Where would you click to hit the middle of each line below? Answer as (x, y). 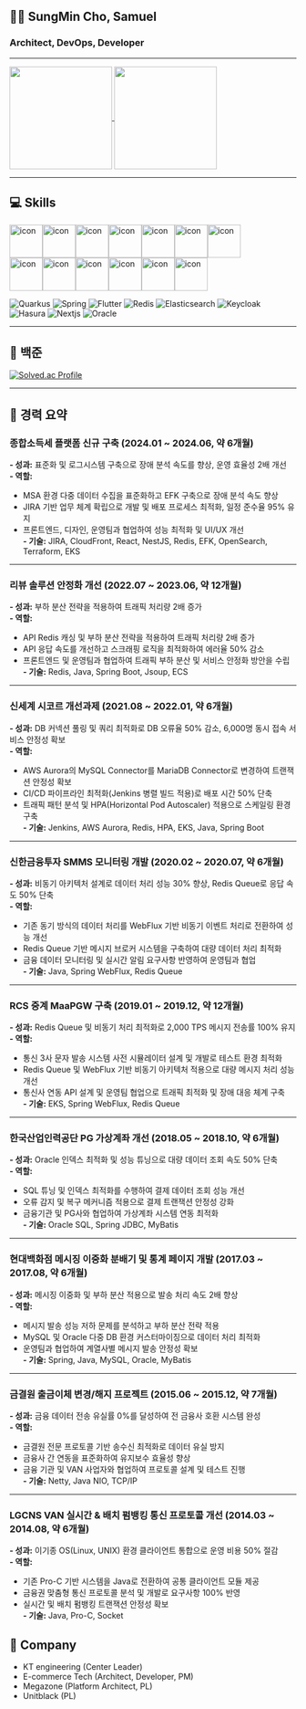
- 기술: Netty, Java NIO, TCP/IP (80, 1481)
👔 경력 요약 (39, 415)
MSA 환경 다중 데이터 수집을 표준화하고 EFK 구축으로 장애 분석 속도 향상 (151, 495)
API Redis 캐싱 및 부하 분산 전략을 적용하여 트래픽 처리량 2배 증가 (138, 638)
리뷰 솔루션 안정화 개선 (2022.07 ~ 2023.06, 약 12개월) (126, 585)
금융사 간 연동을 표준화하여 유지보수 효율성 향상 (107, 1458)
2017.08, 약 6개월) (49, 1273)
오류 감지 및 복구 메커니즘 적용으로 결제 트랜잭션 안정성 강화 (128, 1202)
